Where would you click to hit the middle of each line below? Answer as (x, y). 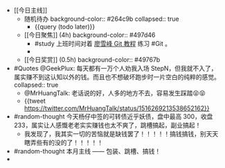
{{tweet (35, 101)
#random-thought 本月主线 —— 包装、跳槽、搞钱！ (87, 151)
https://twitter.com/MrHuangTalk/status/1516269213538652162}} (117, 108)
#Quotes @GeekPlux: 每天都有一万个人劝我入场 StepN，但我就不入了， (115, 68)
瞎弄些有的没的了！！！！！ (64, 142)
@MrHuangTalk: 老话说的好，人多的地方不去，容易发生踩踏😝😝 (115, 93)
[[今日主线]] (30, 10)
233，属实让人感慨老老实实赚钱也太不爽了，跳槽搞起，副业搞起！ (107, 125)
